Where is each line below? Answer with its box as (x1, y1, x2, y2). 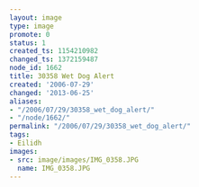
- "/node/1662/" (9, 113, 70, 122)
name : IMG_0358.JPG (17, 164, 91, 173)
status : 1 (9, 38, 47, 48)
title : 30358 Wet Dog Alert (9, 72, 115, 81)
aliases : (9, 96, 42, 106)
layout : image (9, 13, 63, 22)
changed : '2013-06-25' (9, 88, 95, 97)
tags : (9, 130, 30, 139)
